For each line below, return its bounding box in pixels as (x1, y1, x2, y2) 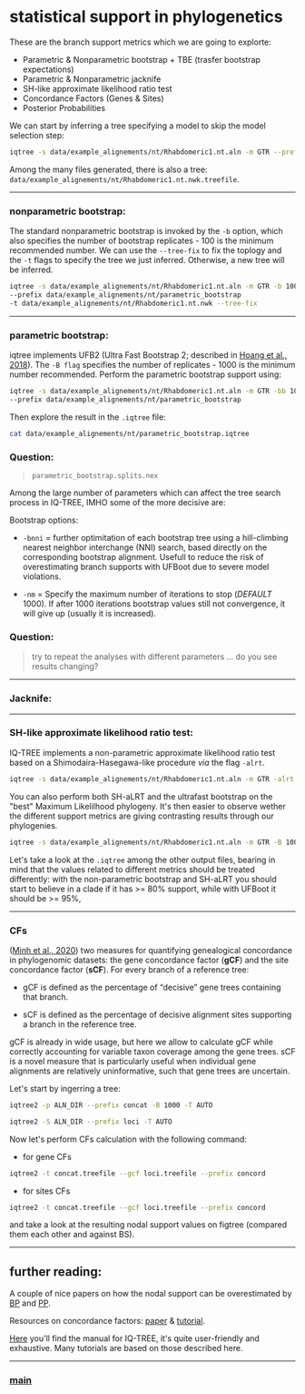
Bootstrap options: (9, 514, 79, 525)
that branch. (22, 991, 69, 1002)
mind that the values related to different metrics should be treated (9, 863, 256, 875)
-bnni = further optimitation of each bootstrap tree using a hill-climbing (22, 532, 289, 543)
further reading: (9, 1264, 103, 1279)
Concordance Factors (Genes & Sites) (22, 93, 165, 104)
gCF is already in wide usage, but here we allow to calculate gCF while (9, 1036, 274, 1047)
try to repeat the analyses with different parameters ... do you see (31, 651, 278, 662)
